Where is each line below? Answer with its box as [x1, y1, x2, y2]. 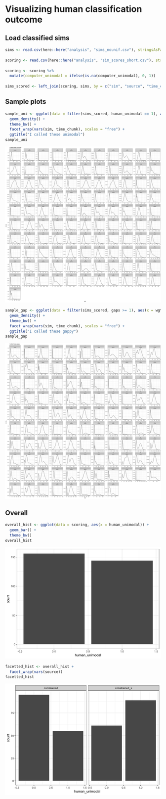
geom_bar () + [9, 528, 37, 533]
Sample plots [5, 97, 46, 106]
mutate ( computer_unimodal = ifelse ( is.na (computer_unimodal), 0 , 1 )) [9, 73, 156, 79]
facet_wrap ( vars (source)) [9, 669, 63, 674]
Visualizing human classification [5, 3, 142, 15]
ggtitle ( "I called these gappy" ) [9, 329, 79, 334]
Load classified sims [5, 34, 70, 42]
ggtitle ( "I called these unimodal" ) [9, 132, 85, 137]
